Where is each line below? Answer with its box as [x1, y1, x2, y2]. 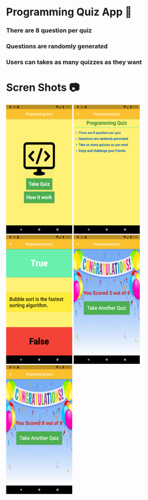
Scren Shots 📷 [6, 81, 80, 94]
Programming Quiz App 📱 [6, 5, 132, 19]
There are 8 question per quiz [6, 27, 92, 35]
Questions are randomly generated [6, 42, 108, 51]
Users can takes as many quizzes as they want [6, 58, 142, 66]
